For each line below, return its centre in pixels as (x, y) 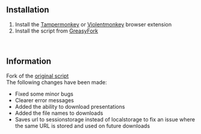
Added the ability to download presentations (70, 106)
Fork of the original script (38, 76)
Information (29, 62)
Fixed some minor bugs (44, 94)
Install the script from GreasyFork (56, 31)
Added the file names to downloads (59, 113)
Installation (28, 10)
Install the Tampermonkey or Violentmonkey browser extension (93, 24)
